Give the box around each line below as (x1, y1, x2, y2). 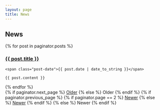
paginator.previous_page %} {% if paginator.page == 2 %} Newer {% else (5, 94, 155, 100)
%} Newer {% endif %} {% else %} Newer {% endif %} (5, 100, 117, 106)
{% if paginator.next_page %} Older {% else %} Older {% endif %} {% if (5, 89, 151, 95)
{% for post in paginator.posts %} (5, 43, 73, 49)
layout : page (5, 7, 32, 12)
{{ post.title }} (5, 55, 39, 62)
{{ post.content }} (5, 75, 45, 80)
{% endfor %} (5, 84, 33, 90)
